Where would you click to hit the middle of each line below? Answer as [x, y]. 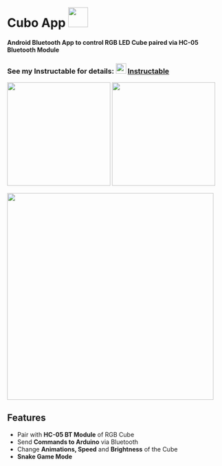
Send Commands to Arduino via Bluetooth [78, 442]
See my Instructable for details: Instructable [88, 71]
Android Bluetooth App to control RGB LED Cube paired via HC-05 [103, 42]
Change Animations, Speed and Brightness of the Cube [97, 449]
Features [26, 418]
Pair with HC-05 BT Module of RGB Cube [76, 434]
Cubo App [36, 23]
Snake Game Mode [45, 456]
